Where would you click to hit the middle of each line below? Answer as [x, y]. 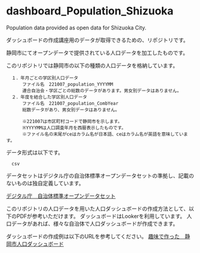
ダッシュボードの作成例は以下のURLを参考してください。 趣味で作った [93, 236]
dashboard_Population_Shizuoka [90, 11]
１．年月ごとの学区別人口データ [45, 78]
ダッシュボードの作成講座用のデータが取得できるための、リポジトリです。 [98, 40]
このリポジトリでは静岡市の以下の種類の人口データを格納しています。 [92, 65]
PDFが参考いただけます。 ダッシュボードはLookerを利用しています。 [101, 216]
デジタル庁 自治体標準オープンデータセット [61, 195]
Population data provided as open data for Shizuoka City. [76, 28]
